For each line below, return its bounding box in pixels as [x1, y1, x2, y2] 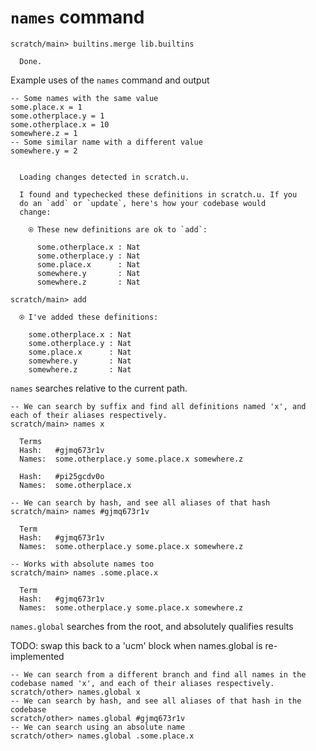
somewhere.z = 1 [10, 128, 78, 138]
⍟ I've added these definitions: [19, 312, 159, 322]
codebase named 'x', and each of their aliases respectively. [10, 678, 275, 688]
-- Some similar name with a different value [10, 137, 203, 147]
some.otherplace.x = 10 [10, 119, 110, 130]
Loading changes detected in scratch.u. [19, 172, 190, 182]
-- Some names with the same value [10, 93, 159, 103]
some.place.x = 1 [10, 102, 83, 112]
